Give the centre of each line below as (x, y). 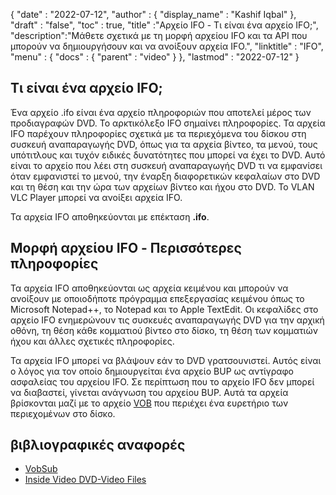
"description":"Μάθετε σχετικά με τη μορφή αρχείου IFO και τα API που (159, 35)
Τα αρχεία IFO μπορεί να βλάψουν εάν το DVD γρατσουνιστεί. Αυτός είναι (166, 360)
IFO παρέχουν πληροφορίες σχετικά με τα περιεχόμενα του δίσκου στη (158, 133)
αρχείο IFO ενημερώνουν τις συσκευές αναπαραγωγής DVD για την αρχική (167, 320)
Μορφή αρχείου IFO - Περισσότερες (126, 248)
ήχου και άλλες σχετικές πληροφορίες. (92, 341)
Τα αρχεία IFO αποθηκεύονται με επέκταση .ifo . (110, 216)
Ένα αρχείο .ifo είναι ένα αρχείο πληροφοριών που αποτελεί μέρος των (161, 112)
